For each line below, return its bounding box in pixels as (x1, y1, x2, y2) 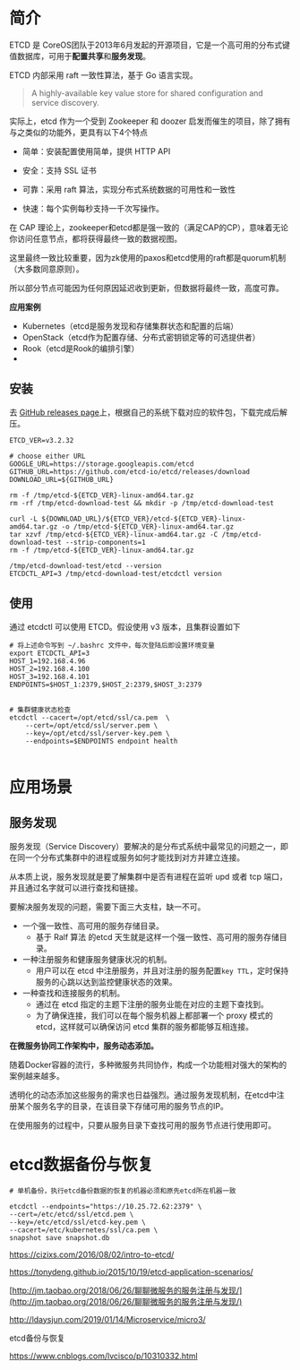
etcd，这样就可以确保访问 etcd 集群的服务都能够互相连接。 (35, 1021, 253, 1031)
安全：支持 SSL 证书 (21, 165, 97, 176)
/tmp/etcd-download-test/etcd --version (9, 561, 163, 570)
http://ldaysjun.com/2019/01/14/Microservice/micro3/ (9, 1314, 206, 1324)
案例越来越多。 (9, 1070, 64, 1081)
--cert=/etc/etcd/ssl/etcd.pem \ (9, 1210, 134, 1219)
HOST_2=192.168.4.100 (9, 664, 90, 673)
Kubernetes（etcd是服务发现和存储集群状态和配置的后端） (21, 320, 239, 332)
